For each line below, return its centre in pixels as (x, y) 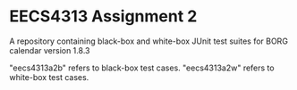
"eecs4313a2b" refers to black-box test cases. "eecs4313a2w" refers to (142, 68)
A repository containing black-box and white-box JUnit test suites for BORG (149, 41)
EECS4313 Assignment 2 (103, 16)
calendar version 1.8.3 (50, 50)
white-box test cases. (49, 77)
